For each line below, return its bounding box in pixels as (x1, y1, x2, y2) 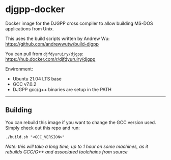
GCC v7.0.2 (12, 81, 37, 87)
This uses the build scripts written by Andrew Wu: (5, 35, 110, 42)
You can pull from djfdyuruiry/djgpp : (5, 51, 84, 57)
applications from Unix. (5, 25, 54, 31)
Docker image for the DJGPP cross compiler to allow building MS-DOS (5, 20, 153, 26)
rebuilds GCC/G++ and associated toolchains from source (5, 148, 128, 155)
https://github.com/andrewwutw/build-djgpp (5, 41, 99, 47)
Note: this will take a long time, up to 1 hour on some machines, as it (5, 143, 149, 149)
